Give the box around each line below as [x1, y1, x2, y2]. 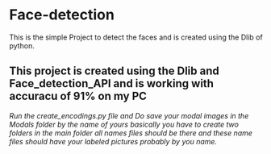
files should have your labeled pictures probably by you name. [9, 136, 217, 146]
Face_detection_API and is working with [9, 77, 215, 90]
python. [9, 40, 35, 50]
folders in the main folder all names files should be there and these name [9, 127, 253, 138]
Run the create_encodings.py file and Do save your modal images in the [9, 110, 249, 120]
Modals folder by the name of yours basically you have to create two [9, 119, 239, 129]
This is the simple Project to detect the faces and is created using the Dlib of [9, 32, 263, 42]
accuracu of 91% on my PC [9, 89, 148, 103]
